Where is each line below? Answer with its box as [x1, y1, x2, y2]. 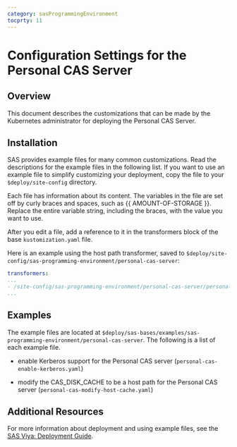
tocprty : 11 [7, 17, 42, 24]
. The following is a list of [142, 336, 216, 344]
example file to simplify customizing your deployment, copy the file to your [7, 171, 224, 179]
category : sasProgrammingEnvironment [7, 10, 119, 18]
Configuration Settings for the [7, 47, 187, 63]
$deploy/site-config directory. [7, 178, 97, 187]
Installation [7, 137, 58, 149]
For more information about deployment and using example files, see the [7, 424, 219, 433]
